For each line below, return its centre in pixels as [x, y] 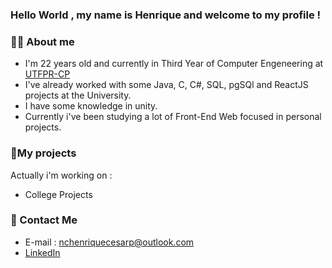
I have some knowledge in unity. [91, 106]
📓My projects [43, 153]
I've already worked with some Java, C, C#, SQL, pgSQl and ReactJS [166, 85]
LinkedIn [42, 252]
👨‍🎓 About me [42, 41]
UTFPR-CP [47, 74]
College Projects [58, 194]
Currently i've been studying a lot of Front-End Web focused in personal [173, 117]
